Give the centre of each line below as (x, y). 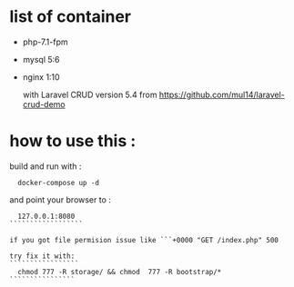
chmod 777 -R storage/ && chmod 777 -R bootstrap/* (120, 272)
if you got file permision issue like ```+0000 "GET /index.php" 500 (144, 240)
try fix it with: (42, 256)
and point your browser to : (61, 199)
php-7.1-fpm (45, 42)
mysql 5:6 (41, 59)
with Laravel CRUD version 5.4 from (90, 94)
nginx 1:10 (41, 77)
